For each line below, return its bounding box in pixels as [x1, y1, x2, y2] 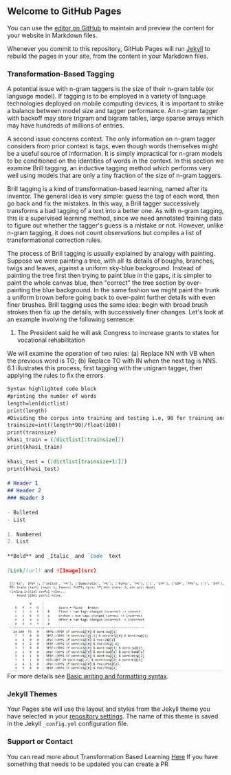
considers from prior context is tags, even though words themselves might [7, 142, 219, 150]
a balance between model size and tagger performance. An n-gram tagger [7, 107, 219, 115]
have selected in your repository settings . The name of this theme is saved [7, 712, 219, 721]
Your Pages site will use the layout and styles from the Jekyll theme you [7, 705, 211, 713]
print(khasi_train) [7, 444, 63, 451]
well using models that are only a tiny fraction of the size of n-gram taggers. [7, 172, 223, 180]
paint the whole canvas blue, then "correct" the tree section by [7, 279, 186, 287]
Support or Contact [7, 737, 74, 747]
